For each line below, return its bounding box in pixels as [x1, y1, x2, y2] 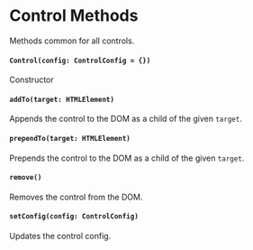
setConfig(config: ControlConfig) [9, 212, 140, 221]
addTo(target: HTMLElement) [9, 95, 115, 104]
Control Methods [9, 5, 139, 26]
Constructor [9, 74, 54, 86]
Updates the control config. [9, 230, 112, 241]
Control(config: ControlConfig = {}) [9, 56, 151, 65]
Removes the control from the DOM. [9, 191, 143, 202]
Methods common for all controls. [9, 35, 135, 46]
